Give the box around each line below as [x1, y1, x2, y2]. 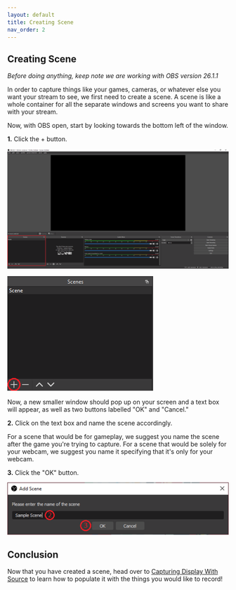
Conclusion [7, 549, 59, 560]
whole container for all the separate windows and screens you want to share [7, 100, 228, 109]
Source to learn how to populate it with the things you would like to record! [7, 575, 223, 583]
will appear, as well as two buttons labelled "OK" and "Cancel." [7, 405, 189, 414]
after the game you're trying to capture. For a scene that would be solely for [7, 440, 227, 448]
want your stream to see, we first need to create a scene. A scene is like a [7, 93, 221, 101]
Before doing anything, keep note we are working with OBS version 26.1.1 [7, 72, 218, 80]
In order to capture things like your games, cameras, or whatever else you [7, 85, 221, 94]
